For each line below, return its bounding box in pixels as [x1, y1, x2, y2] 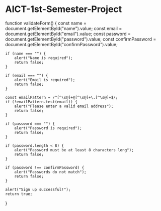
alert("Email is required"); [14, 77, 75, 82]
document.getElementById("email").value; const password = [5, 31, 131, 37]
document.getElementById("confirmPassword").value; [5, 41, 118, 47]
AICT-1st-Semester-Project [5, 4, 122, 15]
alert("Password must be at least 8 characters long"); [14, 147, 134, 152]
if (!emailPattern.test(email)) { [5, 99, 78, 104]
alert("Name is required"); [14, 55, 73, 61]
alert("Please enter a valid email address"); [14, 104, 114, 109]
